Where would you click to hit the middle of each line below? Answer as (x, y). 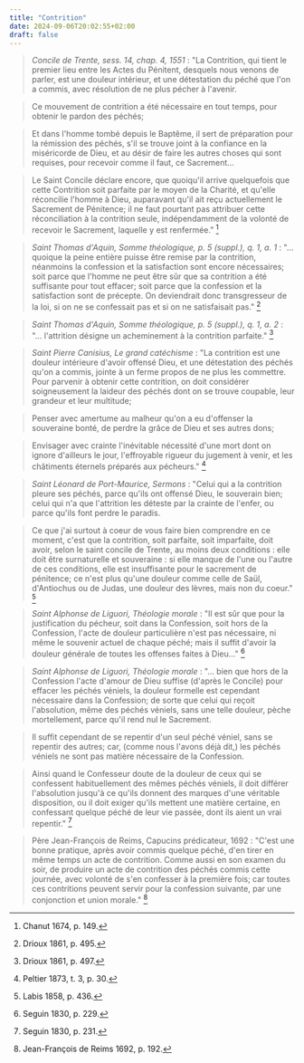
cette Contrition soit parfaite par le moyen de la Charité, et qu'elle (153, 190)
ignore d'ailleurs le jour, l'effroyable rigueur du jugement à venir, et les (162, 455)
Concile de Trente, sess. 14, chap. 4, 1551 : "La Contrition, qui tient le (159, 61)
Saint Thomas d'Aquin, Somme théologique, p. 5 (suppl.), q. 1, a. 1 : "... (162, 248)
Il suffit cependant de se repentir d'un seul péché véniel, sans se (152, 737)
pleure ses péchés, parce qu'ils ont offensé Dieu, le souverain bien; (157, 493)
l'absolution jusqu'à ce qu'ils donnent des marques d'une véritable (156, 792)
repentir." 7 (52, 822)
